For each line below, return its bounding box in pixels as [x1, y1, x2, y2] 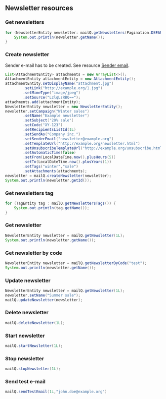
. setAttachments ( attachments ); [23, 169, 87, 173]
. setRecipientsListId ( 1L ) [23, 127, 77, 132]
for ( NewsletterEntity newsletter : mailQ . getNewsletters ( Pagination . [5, 30, 152, 35]
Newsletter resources [5, 4, 73, 12]
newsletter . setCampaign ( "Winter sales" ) [5, 109, 90, 114]
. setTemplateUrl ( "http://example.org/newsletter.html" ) [23, 141, 140, 146]
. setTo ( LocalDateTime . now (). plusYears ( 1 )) [23, 160, 112, 165]
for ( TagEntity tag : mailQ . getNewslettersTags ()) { [5, 201, 116, 206]
